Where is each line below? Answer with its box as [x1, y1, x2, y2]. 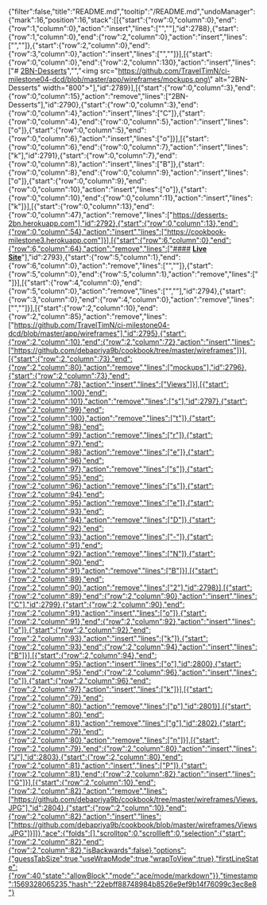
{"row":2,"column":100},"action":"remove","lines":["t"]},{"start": [8, 414, 216, 423]
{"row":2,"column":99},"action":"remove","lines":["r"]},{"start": [8, 431, 213, 439]
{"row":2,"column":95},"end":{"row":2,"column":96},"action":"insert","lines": [8, 667, 257, 677]
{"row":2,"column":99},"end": [8, 405, 105, 414]
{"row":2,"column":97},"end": [8, 439, 104, 448]
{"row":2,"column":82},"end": [8, 837, 105, 846]
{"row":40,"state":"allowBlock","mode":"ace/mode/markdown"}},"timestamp [8, 871, 258, 880]
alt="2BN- [215, 75, 249, 84]
